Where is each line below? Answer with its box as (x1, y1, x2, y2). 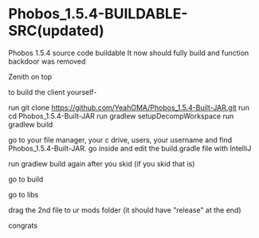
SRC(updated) (8, 21, 105, 40)
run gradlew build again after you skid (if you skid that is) (8, 158, 195, 168)
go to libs (8, 189, 39, 199)
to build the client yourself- (8, 87, 97, 96)
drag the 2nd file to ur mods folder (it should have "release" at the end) (8, 205, 241, 215)
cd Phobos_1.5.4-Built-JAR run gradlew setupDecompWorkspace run (8, 111, 234, 120)
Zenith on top (8, 72, 53, 81)
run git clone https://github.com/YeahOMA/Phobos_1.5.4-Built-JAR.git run (8, 103, 249, 112)
